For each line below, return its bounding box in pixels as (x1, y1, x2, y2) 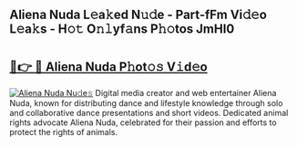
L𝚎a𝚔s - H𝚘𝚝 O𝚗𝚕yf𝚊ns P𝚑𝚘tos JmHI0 (9, 22, 235, 37)
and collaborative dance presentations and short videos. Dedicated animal (9, 108, 289, 118)
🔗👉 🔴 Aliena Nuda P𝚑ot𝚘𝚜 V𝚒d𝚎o (9, 59, 208, 74)
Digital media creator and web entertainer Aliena (95, 88, 277, 98)
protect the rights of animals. (9, 127, 118, 137)
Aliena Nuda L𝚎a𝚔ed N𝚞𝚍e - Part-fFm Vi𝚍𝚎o (9, 7, 267, 23)
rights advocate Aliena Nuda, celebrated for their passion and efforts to (9, 117, 277, 128)
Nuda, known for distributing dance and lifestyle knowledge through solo (9, 98, 283, 108)
